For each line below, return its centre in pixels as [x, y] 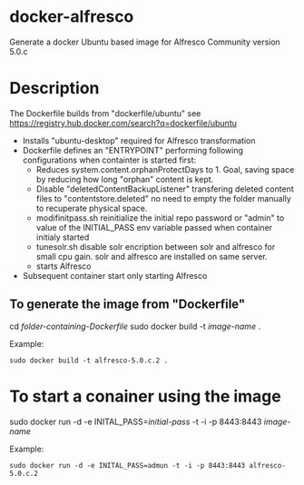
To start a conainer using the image [145, 396]
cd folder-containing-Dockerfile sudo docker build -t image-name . [135, 326]
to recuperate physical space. [92, 208]
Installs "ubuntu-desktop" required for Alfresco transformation [139, 140]
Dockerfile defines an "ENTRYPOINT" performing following [132, 150]
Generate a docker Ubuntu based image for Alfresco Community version [145, 42]
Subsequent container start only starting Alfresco [115, 275]
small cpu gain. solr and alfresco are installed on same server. [152, 256]
